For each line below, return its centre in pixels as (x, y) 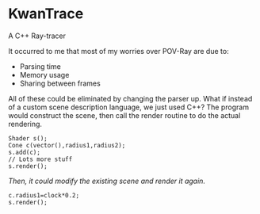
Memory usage (44, 75)
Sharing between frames (60, 83)
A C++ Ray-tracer (37, 36)
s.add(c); (25, 152)
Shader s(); (28, 138)
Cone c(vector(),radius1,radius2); (67, 145)
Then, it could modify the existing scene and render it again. (107, 181)
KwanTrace (46, 14)
